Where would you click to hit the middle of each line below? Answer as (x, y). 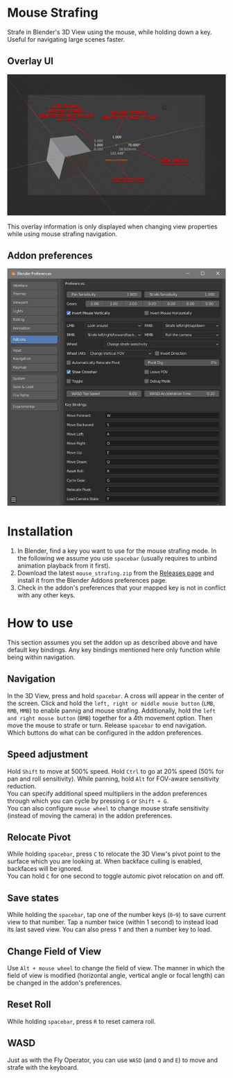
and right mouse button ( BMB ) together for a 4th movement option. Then (110, 718)
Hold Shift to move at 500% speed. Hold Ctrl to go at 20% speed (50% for (115, 771)
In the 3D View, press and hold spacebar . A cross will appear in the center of (116, 695)
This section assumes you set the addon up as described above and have (112, 642)
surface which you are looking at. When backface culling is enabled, (105, 861)
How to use (40, 623)
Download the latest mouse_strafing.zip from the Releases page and (115, 573)
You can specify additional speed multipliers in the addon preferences (107, 793)
